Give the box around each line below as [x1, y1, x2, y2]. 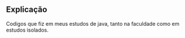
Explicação [6, 5, 47, 15]
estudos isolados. [6, 26, 49, 33]
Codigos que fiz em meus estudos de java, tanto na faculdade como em [6, 20, 180, 27]
